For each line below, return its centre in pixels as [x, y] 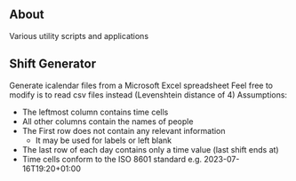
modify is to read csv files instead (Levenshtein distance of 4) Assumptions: [148, 94]
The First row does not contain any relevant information [124, 130]
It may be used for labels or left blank [104, 140]
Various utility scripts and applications [79, 35]
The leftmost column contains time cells [95, 112]
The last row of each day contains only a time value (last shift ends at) [150, 149]
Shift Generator [52, 64]
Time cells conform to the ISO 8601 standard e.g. [112, 159]
